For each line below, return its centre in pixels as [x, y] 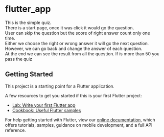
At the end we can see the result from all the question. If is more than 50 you [82, 54]
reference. [15, 130]
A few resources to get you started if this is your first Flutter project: [73, 95]
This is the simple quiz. [28, 23]
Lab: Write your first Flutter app [44, 105]
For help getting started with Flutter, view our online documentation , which [80, 120]
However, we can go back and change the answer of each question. [74, 48]
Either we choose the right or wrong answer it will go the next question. [77, 43]
